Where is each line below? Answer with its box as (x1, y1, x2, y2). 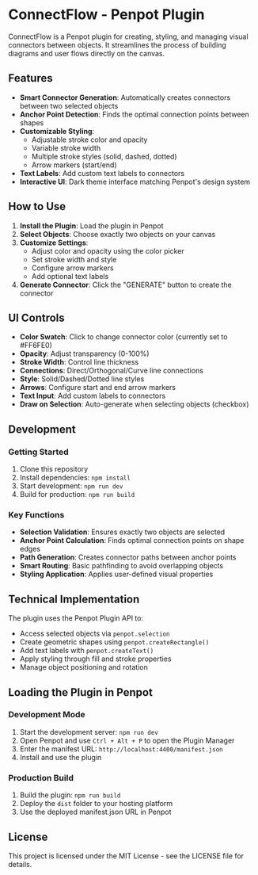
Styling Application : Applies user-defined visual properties (19, 569, 214, 579)
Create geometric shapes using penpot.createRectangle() (19, 637, 210, 647)
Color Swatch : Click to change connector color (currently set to (19, 332, 228, 342)
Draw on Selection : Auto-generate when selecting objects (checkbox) (19, 399, 249, 409)
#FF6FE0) (19, 341, 53, 350)
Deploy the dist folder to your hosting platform (19, 799, 173, 808)
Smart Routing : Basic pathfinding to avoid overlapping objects (19, 561, 224, 571)
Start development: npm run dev (19, 481, 123, 491)
